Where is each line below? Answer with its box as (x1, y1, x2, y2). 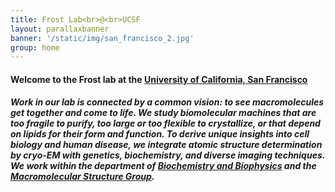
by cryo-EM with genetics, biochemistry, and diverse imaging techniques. (10, 149, 326, 161)
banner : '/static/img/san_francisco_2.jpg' (10, 33, 195, 43)
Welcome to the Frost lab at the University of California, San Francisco (10, 73, 308, 85)
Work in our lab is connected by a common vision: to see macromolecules (10, 96, 325, 108)
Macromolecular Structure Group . (10, 171, 155, 183)
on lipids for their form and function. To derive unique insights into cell (10, 128, 310, 140)
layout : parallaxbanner (10, 24, 110, 34)
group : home (10, 42, 60, 53)
